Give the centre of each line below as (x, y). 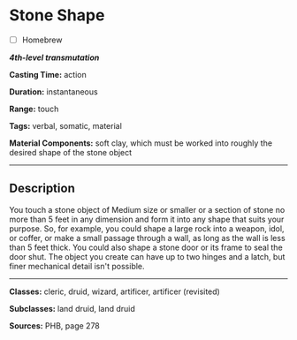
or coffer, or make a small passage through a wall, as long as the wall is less (147, 238)
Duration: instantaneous (54, 92)
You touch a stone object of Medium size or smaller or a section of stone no (147, 209)
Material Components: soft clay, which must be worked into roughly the (141, 143)
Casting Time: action (48, 75)
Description (42, 189)
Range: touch (34, 109)
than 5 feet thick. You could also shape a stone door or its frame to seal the (146, 247)
